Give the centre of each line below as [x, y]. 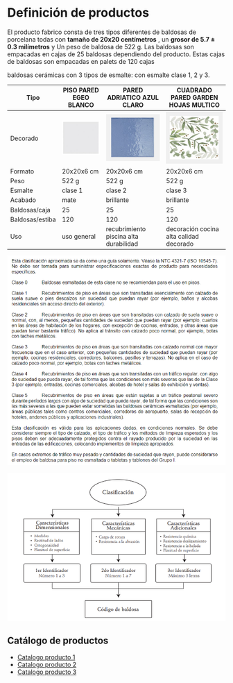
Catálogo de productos [58, 640]
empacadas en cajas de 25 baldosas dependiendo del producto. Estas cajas [116, 54]
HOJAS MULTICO [195, 105]
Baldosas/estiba [33, 219]
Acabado [23, 200]
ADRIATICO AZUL [133, 98]
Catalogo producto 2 [47, 665]
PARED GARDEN [195, 98]
